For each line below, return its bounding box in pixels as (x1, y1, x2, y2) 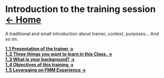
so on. (5, 36, 19, 42)
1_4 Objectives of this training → (5, 61, 74, 67)
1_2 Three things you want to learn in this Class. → (5, 51, 113, 57)
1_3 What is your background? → (5, 56, 75, 62)
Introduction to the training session (5, 3, 156, 15)
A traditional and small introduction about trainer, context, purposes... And (5, 30, 159, 36)
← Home (5, 14, 41, 25)
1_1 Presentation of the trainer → (5, 45, 74, 51)
